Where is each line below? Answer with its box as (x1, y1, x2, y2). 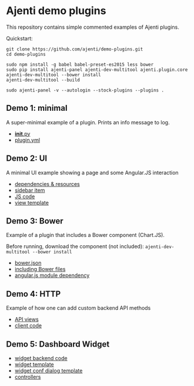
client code (14, 322, 42, 329)
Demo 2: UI (6, 154, 48, 164)
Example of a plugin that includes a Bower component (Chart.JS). (6, 232, 165, 239)
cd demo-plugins (6, 51, 46, 57)
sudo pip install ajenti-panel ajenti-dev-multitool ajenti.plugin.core (6, 66, 188, 73)
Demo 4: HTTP (6, 289, 61, 299)
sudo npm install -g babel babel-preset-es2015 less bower (6, 62, 154, 67)
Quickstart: (6, 35, 34, 42)
